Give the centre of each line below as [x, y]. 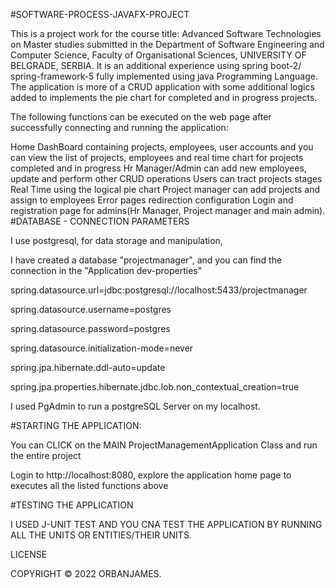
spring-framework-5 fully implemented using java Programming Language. [164, 76]
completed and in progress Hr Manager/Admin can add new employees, [158, 168]
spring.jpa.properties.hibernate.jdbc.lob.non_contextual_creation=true [155, 387]
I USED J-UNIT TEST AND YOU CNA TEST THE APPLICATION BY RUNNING [166, 524]
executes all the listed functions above [89, 485]
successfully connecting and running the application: [119, 127]
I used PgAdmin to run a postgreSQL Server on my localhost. [135, 406]
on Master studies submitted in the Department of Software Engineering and [167, 44]
